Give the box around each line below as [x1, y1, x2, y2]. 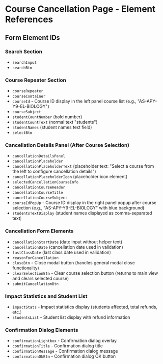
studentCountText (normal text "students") [12, 119, 98, 125]
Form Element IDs [5, 33, 60, 42]
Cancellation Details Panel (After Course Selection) [5, 142, 130, 149]
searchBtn [12, 65, 33, 70]
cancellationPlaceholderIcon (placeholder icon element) [12, 174, 128, 180]
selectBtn [12, 130, 33, 135]
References [5, 14, 53, 25]
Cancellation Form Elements [5, 228, 74, 234]
